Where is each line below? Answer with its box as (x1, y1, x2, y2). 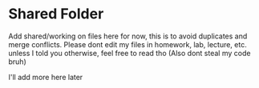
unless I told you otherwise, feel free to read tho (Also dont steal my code (8, 48, 251, 58)
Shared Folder (8, 5, 104, 23)
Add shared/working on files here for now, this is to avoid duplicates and (8, 31, 248, 41)
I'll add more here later (8, 72, 83, 82)
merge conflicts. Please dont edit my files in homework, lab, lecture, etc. (8, 39, 247, 49)
